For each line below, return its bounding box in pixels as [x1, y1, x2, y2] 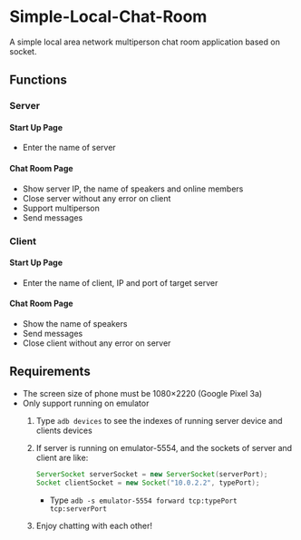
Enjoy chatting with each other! [35, 520, 152, 531]
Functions [9, 73, 68, 88]
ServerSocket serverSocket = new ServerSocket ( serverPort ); [35, 469, 268, 478]
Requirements [9, 364, 91, 379]
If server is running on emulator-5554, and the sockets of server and [35, 442, 293, 453]
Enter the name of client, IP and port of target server [22, 277, 218, 288]
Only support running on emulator [22, 398, 150, 408]
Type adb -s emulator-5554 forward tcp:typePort [49, 495, 238, 506]
